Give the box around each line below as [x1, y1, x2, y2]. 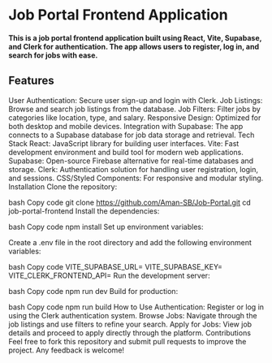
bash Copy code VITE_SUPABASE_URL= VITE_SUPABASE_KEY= [8, 261, 223, 271]
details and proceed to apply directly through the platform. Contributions [8, 327, 252, 338]
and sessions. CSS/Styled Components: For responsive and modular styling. [8, 173, 264, 183]
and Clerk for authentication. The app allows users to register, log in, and [8, 41, 260, 51]
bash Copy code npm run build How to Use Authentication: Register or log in [8, 302, 265, 312]
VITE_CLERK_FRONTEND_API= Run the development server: [8, 270, 210, 280]
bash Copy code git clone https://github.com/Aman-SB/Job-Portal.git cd [8, 197, 252, 207]
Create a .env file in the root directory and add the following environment [8, 237, 252, 247]
